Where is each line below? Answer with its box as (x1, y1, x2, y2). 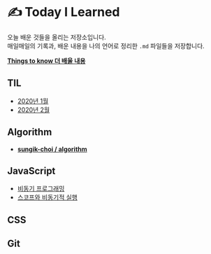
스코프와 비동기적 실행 (17, 193, 78, 202)
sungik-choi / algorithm (17, 145, 87, 153)
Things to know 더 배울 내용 (7, 56, 86, 65)
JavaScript (7, 164, 56, 177)
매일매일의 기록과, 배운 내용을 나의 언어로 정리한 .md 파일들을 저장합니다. (7, 41, 205, 50)
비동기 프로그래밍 (17, 185, 65, 193)
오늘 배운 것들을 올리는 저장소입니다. (7, 33, 106, 41)
